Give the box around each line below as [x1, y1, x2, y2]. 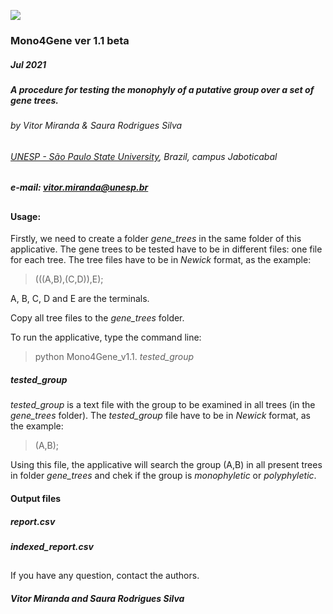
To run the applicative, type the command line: [10, 331, 202, 344]
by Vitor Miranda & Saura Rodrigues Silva [10, 120, 183, 132]
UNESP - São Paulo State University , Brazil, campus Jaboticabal [10, 150, 278, 162]
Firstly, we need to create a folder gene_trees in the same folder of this [10, 233, 302, 245]
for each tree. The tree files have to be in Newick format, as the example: [10, 254, 312, 266]
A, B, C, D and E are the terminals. [10, 293, 150, 305]
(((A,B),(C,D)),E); [34, 273, 104, 285]
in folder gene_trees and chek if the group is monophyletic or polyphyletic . [10, 470, 317, 482]
